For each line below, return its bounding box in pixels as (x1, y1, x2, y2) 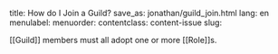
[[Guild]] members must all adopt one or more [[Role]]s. (9, 35, 217, 45)
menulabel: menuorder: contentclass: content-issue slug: (9, 17, 223, 28)
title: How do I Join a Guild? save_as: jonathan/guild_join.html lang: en (9, 8, 270, 18)
